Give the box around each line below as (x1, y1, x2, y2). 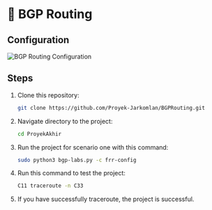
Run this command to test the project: (17, 169, 126, 177)
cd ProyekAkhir (17, 130, 62, 138)
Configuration (7, 34, 70, 46)
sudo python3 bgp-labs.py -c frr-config (17, 156, 137, 163)
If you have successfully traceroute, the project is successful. (17, 195, 195, 204)
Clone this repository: (17, 90, 79, 99)
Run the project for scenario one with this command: (17, 143, 169, 152)
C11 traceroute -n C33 (17, 182, 84, 190)
